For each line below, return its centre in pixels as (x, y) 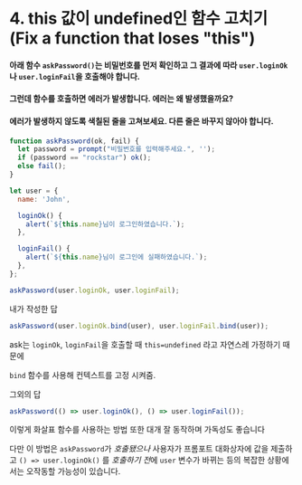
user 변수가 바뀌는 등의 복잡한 (212, 460)
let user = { (34, 191)
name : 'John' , (44, 199)
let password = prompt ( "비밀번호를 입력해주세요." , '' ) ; (116, 149)
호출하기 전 (131, 460)
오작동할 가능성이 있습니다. (73, 471)
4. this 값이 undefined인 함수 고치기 (139, 19)
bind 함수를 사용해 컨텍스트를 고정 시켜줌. (83, 375)
